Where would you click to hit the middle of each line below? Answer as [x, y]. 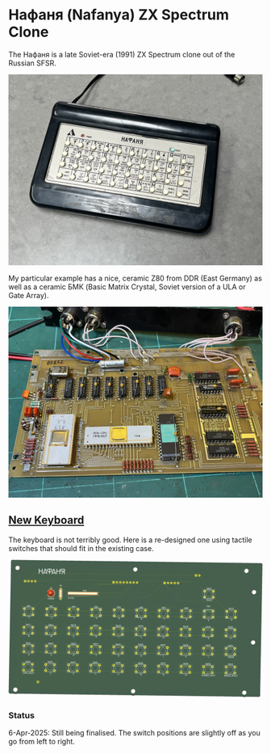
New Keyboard [46, 520]
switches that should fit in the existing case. [81, 548]
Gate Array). [29, 295]
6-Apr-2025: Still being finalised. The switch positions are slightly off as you [134, 733]
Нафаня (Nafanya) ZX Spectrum [119, 15]
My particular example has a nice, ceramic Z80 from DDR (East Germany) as [135, 278]
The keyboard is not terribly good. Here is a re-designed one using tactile [130, 540]
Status [21, 715]
